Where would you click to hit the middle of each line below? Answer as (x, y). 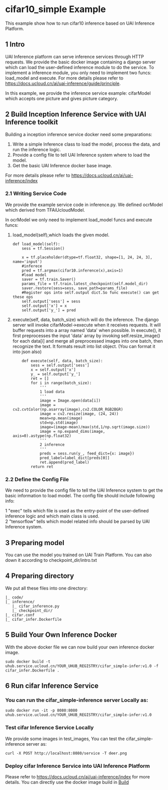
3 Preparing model (35, 543)
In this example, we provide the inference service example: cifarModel (78, 93)
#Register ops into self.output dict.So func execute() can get (91, 292)
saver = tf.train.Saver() (49, 279)
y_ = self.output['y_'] (56, 374)
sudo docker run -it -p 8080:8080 (41, 711)
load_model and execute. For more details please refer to (64, 78)
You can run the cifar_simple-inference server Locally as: (77, 700)
